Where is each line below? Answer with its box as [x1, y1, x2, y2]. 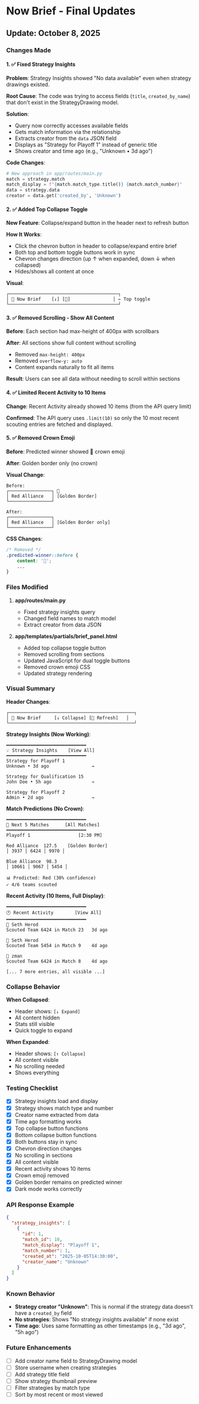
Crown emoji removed [14, 1172, 70, 1179]
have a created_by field [14, 1309, 72, 1317]
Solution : [6, 110, 29, 117]
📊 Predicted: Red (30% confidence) [6, 875, 97, 881]
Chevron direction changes [14, 1144, 82, 1152]
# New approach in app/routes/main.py [6, 170, 102, 176]
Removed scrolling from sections [23, 650, 105, 657]
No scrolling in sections [14, 1152, 73, 1159]
